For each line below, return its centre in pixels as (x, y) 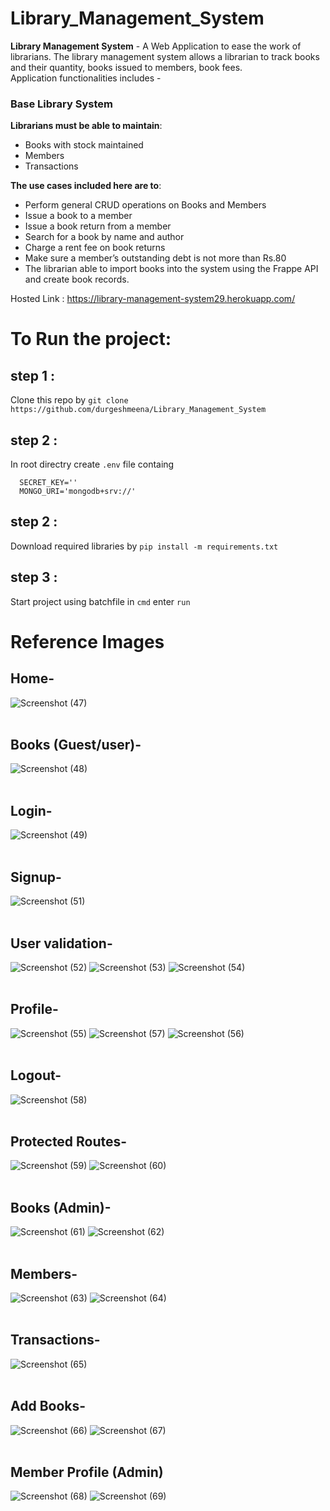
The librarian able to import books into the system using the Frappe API (171, 269)
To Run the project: (91, 339)
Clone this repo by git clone (69, 400)
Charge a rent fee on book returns (95, 248)
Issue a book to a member (78, 216)
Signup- (36, 877)
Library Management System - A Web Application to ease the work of (156, 46)
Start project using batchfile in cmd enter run (100, 601)
